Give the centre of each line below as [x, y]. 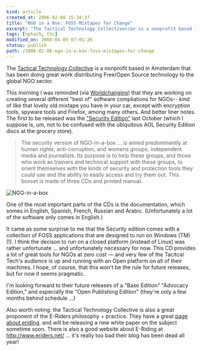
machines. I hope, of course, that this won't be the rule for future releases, [98, 267]
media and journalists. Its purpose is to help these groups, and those [106, 155]
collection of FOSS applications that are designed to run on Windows [92, 235]
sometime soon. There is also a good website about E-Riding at [85, 329]
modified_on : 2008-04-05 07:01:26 [50, 40]
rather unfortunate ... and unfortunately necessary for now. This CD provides [101, 248]
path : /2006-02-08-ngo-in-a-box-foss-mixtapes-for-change [80, 51]
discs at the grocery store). [40, 131]
